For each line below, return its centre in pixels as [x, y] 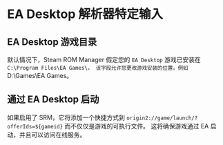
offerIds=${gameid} [35, 126]
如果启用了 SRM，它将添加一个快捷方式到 [66, 117]
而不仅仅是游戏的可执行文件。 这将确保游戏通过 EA [137, 126]
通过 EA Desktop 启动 [53, 100]
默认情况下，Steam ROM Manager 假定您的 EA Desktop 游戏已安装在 [104, 60]
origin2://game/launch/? [162, 118]
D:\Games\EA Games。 [40, 76]
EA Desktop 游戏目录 [52, 42]
